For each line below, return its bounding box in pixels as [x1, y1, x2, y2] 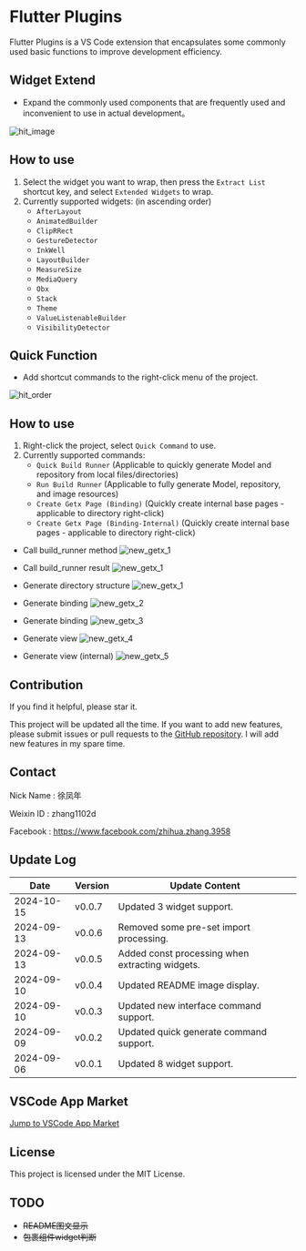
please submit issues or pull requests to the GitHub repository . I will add [9, 728, 280, 739]
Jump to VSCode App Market [9, 1118, 120, 1129]
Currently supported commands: [22, 450, 146, 461]
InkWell [36, 246, 66, 255]
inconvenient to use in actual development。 [22, 107, 190, 118]
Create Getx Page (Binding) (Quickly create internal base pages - [36, 498, 285, 509]
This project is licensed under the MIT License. [9, 1168, 186, 1180]
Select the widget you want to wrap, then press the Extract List [22, 176, 266, 188]
